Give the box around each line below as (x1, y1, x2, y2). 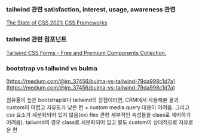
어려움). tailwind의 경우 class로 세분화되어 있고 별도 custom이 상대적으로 (6, 118, 177, 126)
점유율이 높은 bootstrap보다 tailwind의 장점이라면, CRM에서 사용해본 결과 (6, 96, 179, 103)
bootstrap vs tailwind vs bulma (6, 64, 97, 72)
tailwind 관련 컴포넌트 (6, 35, 67, 44)
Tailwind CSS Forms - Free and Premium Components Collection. (6, 49, 167, 56)
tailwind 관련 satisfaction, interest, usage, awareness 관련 (6, 5, 176, 13)
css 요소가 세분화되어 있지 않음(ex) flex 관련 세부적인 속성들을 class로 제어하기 (6, 111, 191, 118)
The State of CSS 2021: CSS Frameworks (6, 19, 108, 26)
